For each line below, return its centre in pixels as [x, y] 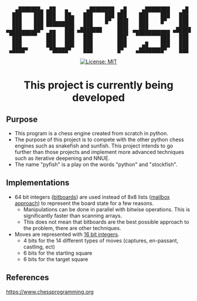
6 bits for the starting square [58, 253]
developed [98, 98]
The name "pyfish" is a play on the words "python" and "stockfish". [96, 164]
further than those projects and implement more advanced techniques [99, 152]
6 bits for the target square [56, 259]
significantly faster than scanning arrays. [72, 216]
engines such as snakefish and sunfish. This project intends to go [94, 146]
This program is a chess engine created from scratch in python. [91, 133]
